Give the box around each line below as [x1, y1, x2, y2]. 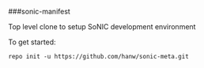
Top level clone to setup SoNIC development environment [8, 22, 196, 31]
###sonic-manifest [8, 7, 71, 16]
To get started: [8, 37, 57, 47]
